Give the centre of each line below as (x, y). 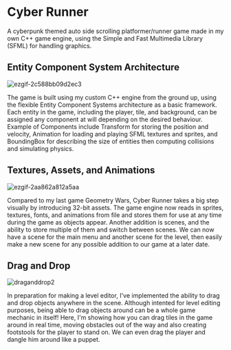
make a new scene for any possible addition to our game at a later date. (108, 244)
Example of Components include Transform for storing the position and (108, 126)
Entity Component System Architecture (93, 67)
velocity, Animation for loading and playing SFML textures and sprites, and (112, 134)
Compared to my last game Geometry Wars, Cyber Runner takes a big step (113, 200)
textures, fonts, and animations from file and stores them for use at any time (114, 215)
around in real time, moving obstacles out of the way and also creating (107, 325)
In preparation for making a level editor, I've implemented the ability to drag (113, 296)
